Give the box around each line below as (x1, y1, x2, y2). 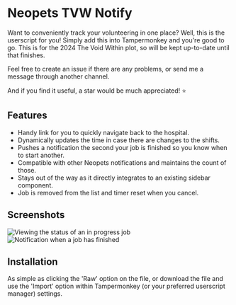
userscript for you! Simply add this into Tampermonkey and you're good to (7, 35, 225, 44)
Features (7, 110, 47, 122)
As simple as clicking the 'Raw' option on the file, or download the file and (7, 275, 223, 283)
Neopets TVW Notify (7, 5, 133, 21)
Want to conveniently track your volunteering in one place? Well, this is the (7, 28, 225, 37)
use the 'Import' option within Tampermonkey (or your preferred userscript (7, 282, 225, 291)
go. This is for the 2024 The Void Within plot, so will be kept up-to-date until (7, 43, 230, 52)
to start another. (17, 151, 65, 159)
